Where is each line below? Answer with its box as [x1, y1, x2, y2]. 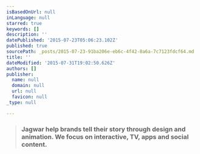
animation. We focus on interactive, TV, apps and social [21, 132, 189, 141]
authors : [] [6, 65, 36, 72]
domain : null [12, 83, 45, 89]
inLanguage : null [6, 15, 50, 21]
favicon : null [12, 94, 47, 100]
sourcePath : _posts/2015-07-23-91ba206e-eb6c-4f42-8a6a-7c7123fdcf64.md [6, 49, 195, 55]
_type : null [6, 99, 36, 105]
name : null [12, 77, 40, 83]
